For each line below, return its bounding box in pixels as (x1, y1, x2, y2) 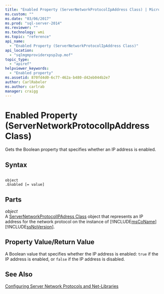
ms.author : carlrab (5, 84, 45, 89)
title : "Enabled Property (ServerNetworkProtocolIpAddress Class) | (5, 7, 147, 12)
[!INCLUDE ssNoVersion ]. (5, 224, 55, 230)
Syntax (5, 160, 27, 169)
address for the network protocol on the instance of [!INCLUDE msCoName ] (5, 218, 157, 224)
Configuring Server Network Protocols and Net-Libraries (5, 283, 119, 289)
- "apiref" (9, 61, 32, 66)
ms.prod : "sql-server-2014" (5, 20, 62, 26)
